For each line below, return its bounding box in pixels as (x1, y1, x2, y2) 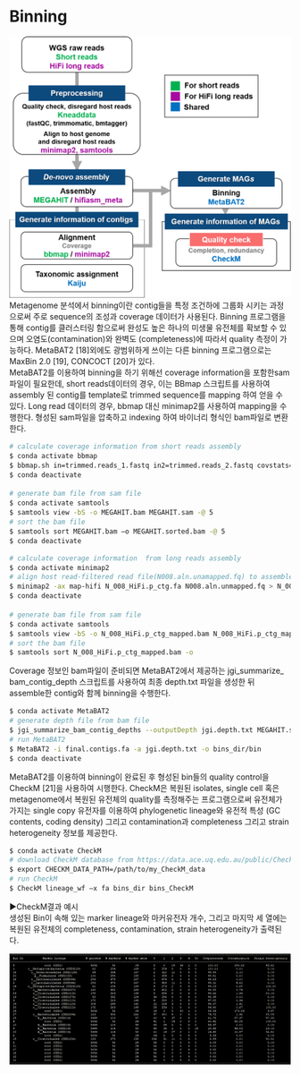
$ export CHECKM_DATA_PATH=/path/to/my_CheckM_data (9, 865, 205, 874)
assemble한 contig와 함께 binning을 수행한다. (9, 687, 171, 699)
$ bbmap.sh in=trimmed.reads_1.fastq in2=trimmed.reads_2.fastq (9, 461, 254, 470)
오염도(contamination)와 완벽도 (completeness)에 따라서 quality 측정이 (25, 334, 279, 345)
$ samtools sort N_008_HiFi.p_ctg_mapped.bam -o (9, 648, 194, 657)
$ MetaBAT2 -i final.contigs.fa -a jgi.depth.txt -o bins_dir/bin (9, 745, 262, 754)
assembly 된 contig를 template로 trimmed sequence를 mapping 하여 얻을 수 (9, 389, 283, 400)
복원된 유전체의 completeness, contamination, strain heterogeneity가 (9, 924, 259, 934)
